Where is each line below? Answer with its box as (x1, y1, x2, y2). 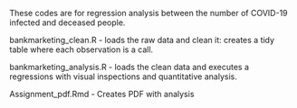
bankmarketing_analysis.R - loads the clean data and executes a (9, 62, 250, 72)
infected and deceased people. (9, 17, 126, 28)
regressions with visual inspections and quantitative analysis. (9, 71, 237, 82)
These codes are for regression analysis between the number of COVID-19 (9, 8, 288, 18)
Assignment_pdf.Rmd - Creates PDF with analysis (9, 89, 195, 99)
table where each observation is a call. (9, 44, 154, 55)
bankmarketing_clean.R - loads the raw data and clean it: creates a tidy (9, 35, 274, 45)
